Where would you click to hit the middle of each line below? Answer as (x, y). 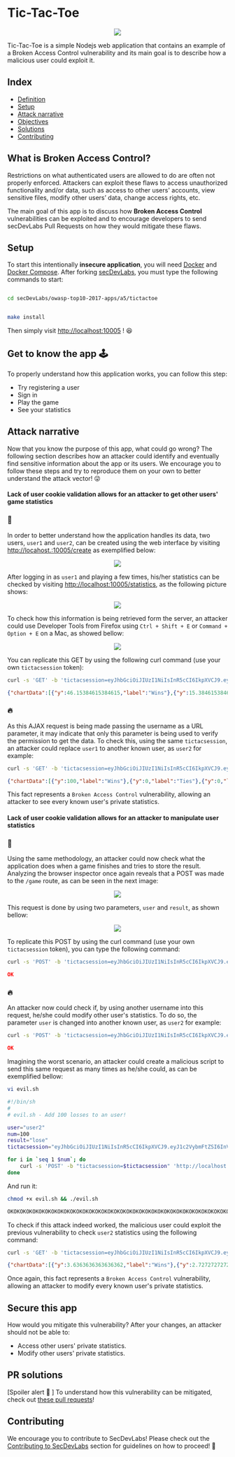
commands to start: (35, 280)
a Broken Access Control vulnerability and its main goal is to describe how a (117, 52)
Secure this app (42, 1308)
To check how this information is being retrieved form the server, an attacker (117, 618)
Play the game (38, 402)
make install (26, 317)
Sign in (27, 395)
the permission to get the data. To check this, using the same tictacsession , (117, 740)
